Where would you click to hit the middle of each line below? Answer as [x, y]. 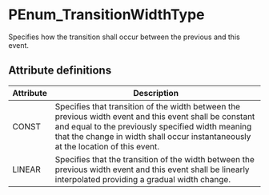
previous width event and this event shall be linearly [152, 169]
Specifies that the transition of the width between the [155, 159]
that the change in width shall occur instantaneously [153, 136]
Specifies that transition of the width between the [148, 106]
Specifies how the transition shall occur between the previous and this [124, 37]
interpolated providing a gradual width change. [143, 179]
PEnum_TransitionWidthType [107, 15]
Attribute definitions [60, 71]
